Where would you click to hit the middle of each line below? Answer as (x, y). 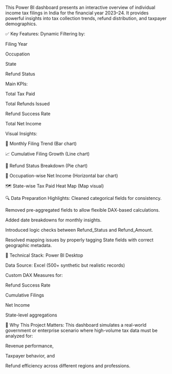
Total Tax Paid (20, 94)
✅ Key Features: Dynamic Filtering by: (45, 34)
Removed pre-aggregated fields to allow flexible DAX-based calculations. (83, 210)
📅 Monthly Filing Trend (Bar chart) (41, 144)
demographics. (21, 24)
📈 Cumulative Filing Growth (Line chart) (48, 154)
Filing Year (17, 44)
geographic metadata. (29, 245)
